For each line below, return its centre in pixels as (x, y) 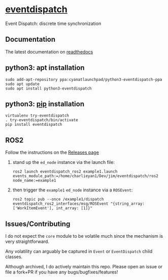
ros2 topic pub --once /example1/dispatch (58, 200)
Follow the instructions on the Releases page (52, 152)
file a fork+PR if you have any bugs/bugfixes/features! (62, 272)
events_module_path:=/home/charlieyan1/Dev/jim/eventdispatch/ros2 (85, 176)
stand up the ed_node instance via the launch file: (64, 162)
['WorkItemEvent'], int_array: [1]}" (53, 208)
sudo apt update (22, 84)
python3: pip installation (45, 104)
